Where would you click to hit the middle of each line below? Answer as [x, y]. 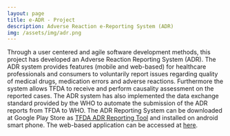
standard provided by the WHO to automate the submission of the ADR [107, 103]
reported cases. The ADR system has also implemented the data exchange [113, 96]
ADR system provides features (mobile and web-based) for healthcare [107, 67]
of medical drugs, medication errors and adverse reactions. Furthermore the [115, 81]
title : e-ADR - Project [41, 20]
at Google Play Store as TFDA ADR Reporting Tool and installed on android [113, 118]
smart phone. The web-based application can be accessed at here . [103, 125]
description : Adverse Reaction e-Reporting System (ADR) [91, 26]
